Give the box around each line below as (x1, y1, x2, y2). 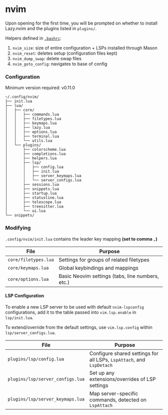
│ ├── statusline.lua (5, 195, 64, 200)
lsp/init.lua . (5, 314, 33, 320)
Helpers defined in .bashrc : (5, 35, 61, 41)
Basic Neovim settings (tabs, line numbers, (58, 272, 159, 279)
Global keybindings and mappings (58, 264, 138, 271)
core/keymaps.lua (7, 265, 49, 271)
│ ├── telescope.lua (5, 199, 61, 205)
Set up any (89, 369, 115, 376)
